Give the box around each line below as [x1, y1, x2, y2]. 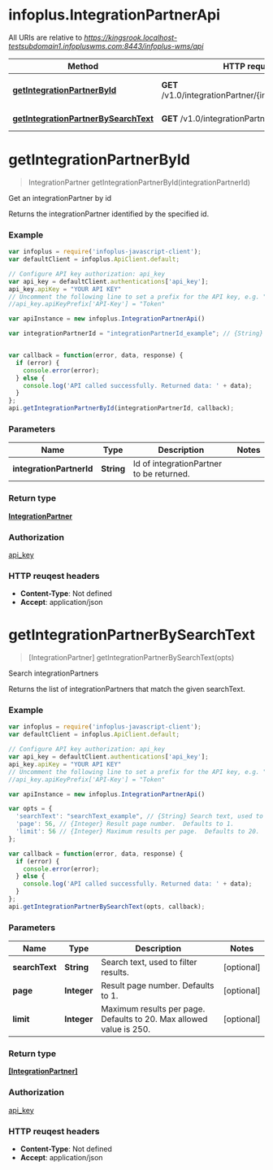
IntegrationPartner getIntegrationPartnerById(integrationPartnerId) [28, 177, 250, 187]
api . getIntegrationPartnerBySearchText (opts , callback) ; [8, 903, 206, 911]
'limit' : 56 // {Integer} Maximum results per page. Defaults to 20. [15, 828, 260, 836]
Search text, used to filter [101, 957, 197, 968]
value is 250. [101, 1024, 151, 1035]
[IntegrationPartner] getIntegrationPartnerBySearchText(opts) [28, 653, 235, 663]
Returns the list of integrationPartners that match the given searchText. [8, 685, 245, 694]
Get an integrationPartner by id [8, 193, 112, 202]
